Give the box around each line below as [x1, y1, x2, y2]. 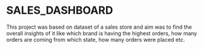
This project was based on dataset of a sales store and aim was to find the [6, 23, 192, 30]
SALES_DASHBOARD [6, 4, 113, 17]
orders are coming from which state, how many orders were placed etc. [6, 36, 185, 43]
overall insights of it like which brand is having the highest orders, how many [6, 29, 198, 36]
